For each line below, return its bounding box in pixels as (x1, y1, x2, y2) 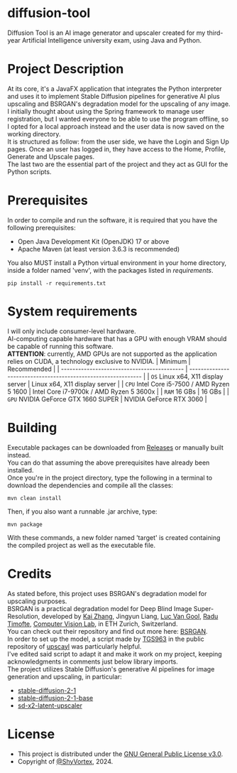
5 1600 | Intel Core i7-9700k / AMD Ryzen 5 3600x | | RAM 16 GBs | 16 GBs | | (7, 387, 229, 396)
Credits (7, 566, 52, 582)
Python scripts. (7, 167, 52, 175)
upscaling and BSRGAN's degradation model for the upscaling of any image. (7, 99, 231, 108)
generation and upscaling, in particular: (7, 672, 122, 681)
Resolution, (7, 612, 40, 620)
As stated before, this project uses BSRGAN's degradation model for (7, 589, 207, 598)
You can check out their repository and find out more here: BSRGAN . (7, 627, 208, 635)
